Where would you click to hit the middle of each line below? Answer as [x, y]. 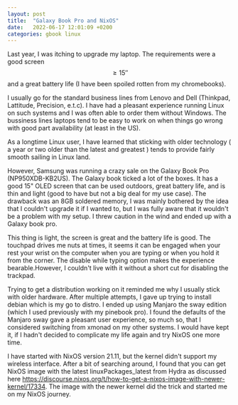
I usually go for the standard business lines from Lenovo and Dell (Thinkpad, [119, 98]
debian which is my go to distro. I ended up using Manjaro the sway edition [117, 304]
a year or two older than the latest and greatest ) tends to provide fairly [111, 150]
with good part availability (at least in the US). [74, 128]
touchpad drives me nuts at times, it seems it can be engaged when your [114, 245]
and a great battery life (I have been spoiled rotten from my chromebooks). [117, 84]
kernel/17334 [27, 386]
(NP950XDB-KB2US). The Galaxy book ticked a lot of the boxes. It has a [113, 178]
